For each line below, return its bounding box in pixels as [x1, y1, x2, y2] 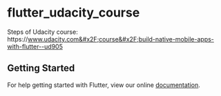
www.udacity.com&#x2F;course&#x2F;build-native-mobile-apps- [27, 35, 214, 43]
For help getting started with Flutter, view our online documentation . [7, 81, 200, 89]
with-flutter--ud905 [7, 42, 64, 50]
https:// [7, 35, 28, 43]
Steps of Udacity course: [7, 28, 78, 36]
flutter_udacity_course [7, 5, 140, 21]
